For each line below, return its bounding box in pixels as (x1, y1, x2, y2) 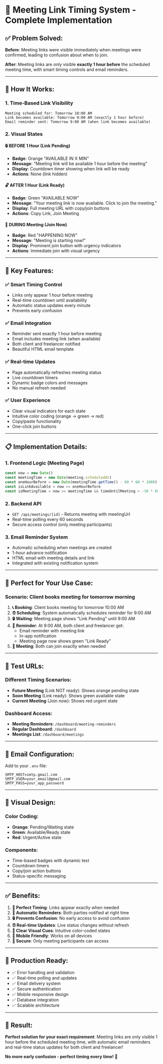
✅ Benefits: (5, 892, 40, 900)
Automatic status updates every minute (12, 302, 91, 308)
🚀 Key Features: (5, 267, 54, 275)
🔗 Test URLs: (5, 662, 44, 670)
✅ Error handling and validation (12, 969, 75, 975)
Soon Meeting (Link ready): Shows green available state (12, 692, 125, 698)
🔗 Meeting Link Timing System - (5, 4, 136, 16)
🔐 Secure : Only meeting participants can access (12, 938, 109, 944)
